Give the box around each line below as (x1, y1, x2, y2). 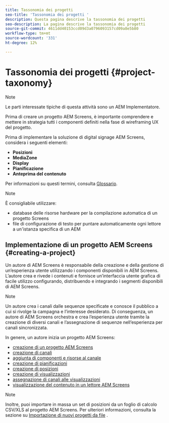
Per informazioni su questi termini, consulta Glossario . (5, 180, 118, 186)
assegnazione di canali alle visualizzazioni (12, 376, 100, 382)
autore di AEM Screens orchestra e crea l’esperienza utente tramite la (5, 314, 150, 320)
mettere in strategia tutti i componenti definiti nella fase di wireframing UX (5, 119, 159, 125)
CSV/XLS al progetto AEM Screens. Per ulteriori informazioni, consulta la (5, 406, 156, 412)
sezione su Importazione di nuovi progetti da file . (5, 412, 108, 418)
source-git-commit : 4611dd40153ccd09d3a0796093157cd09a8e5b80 (5, 26, 139, 31)
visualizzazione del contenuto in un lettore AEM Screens (12, 382, 130, 388)
